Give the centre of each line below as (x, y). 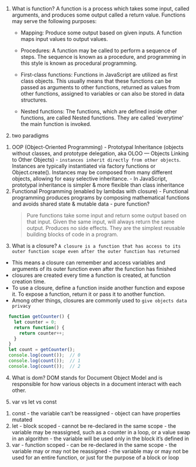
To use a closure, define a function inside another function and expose (98, 288)
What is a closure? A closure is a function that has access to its (96, 246)
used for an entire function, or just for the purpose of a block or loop (95, 457)
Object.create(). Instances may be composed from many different (92, 172)
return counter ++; (42, 333)
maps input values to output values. (64, 39)
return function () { (39, 327)
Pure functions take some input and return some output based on (107, 215)
